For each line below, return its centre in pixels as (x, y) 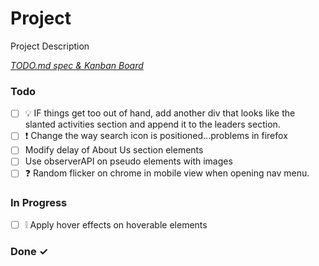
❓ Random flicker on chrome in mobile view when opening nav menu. (167, 173)
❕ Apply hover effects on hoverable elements (116, 224)
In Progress (39, 203)
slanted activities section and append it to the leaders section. (152, 124)
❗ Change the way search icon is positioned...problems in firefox (156, 136)
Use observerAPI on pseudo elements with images (128, 161)
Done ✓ (29, 251)
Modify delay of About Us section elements (114, 150)
